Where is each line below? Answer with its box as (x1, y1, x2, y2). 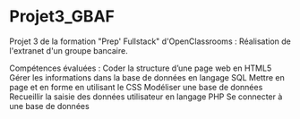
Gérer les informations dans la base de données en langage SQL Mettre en (9, 72, 285, 82)
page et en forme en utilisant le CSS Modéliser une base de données (9, 81, 263, 92)
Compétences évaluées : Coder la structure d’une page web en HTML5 (9, 63, 272, 73)
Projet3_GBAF (9, 6, 115, 27)
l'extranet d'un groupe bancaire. (9, 45, 128, 55)
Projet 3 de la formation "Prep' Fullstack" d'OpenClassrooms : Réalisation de (9, 36, 291, 47)
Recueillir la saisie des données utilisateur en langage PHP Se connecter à (9, 91, 283, 102)
